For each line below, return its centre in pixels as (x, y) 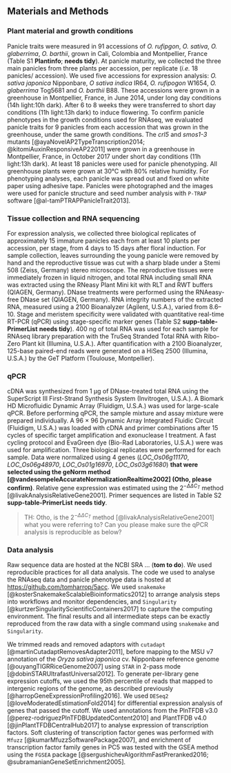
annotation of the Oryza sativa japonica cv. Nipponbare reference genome (113, 659)
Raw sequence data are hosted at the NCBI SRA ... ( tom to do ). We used (110, 565)
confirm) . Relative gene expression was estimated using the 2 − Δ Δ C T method (115, 487)
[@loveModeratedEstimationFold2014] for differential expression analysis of (115, 703)
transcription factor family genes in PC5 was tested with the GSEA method (113, 747)
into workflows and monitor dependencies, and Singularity (92, 602)
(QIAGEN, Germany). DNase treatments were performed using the (101, 292)
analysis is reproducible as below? (73, 532)
